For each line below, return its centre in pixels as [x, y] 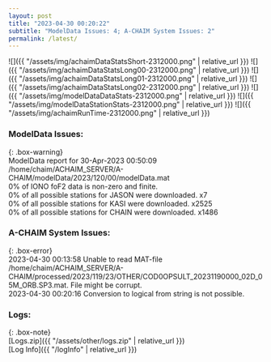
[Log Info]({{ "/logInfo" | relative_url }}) [73, 350]
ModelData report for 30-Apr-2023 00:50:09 [83, 160]
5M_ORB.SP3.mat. [38, 285]
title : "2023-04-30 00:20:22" [59, 23]
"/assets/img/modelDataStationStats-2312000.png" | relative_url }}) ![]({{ [130, 104]
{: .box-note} [30, 332]
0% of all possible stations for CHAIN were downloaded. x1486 [113, 212]
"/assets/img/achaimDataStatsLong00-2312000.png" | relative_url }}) [134, 70]
